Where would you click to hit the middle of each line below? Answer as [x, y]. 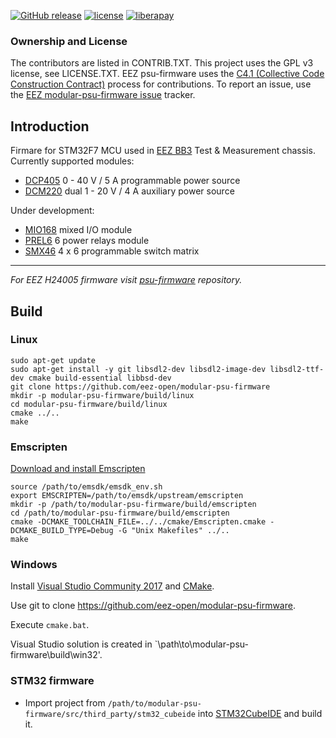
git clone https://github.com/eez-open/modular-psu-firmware [140, 386]
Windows [34, 565]
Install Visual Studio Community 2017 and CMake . [112, 586]
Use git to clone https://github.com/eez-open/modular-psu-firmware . [153, 606]
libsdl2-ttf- [297, 369]
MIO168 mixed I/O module [78, 230]
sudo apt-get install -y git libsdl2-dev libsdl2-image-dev [138, 369]
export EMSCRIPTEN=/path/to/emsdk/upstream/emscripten [127, 496]
